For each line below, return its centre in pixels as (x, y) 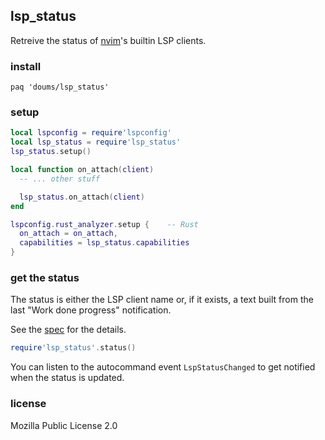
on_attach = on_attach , (68, 234)
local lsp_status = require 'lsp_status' (96, 142)
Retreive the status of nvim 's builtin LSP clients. (108, 40)
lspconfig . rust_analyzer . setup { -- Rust (104, 224)
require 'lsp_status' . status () (73, 348)
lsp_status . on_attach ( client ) (82, 197)
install (26, 66)
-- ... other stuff (60, 179)
